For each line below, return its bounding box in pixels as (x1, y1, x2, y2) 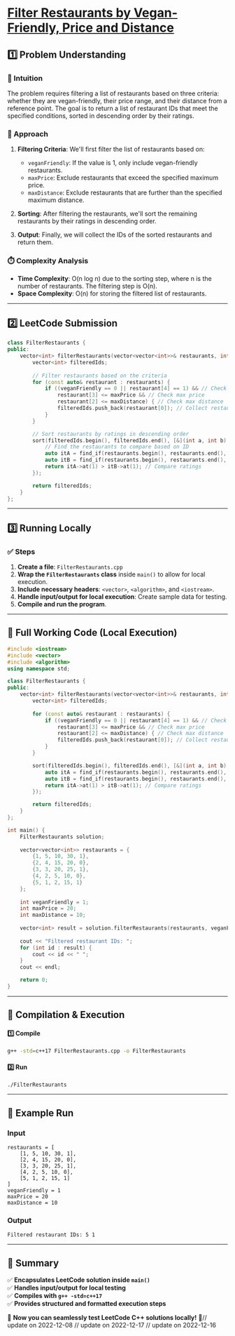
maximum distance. (27, 196, 85, 204)
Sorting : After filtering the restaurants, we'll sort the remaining (17, 209, 198, 218)
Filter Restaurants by (7, 5, 131, 21)
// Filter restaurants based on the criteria (32, 372, 168, 379)
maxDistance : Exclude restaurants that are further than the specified (27, 188, 222, 197)
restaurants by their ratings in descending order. (17, 217, 157, 225)
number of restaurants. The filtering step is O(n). (17, 282, 157, 291)
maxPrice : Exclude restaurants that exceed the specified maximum (27, 173, 219, 182)
